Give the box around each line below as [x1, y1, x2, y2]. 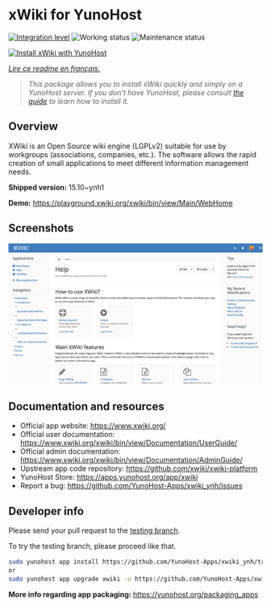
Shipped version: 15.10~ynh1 [8, 182, 105, 192]
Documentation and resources [8, 399, 165, 413]
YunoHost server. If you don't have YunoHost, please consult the [27, 87, 244, 98]
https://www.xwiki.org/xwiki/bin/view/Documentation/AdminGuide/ [19, 455, 244, 465]
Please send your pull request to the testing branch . [8, 526, 181, 535]
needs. [8, 167, 31, 177]
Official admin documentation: [19, 447, 121, 456]
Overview [8, 119, 59, 134]
